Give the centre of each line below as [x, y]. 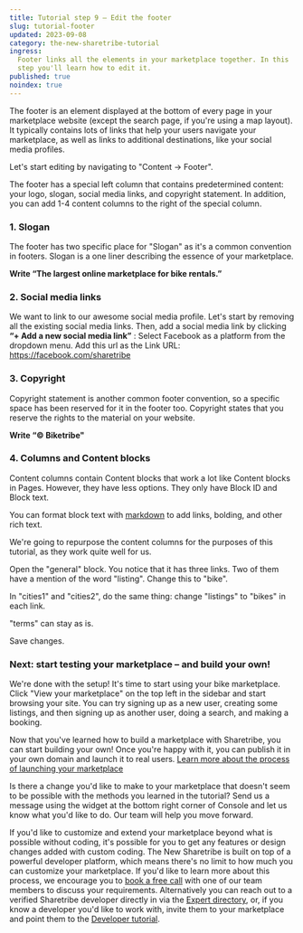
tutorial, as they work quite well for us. [80, 551]
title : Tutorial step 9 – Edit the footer [90, 18]
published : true [40, 77]
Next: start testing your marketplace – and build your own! [140, 664]
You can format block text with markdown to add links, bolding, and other [146, 514]
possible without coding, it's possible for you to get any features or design [148, 843]
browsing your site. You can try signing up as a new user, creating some [144, 703]
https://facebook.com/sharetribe [70, 355]
